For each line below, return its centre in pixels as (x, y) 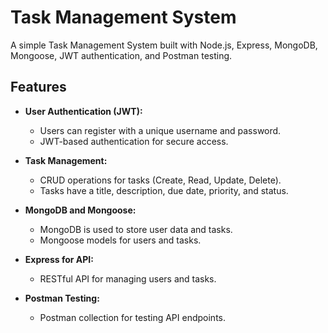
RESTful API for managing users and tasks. (128, 278)
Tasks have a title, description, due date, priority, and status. (164, 190)
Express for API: (59, 259)
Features (38, 87)
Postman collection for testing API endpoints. (132, 317)
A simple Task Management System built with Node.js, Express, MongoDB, (164, 45)
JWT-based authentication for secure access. (134, 141)
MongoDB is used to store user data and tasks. (136, 229)
